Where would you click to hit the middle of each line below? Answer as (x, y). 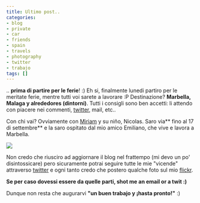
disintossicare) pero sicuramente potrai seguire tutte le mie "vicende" (92, 164)
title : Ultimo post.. (33, 12)
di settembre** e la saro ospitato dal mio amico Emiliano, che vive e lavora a (100, 128)
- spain (16, 46)
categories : (21, 17)
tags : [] (17, 73)
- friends (19, 40)
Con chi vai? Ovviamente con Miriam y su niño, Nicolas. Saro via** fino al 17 (100, 122)
